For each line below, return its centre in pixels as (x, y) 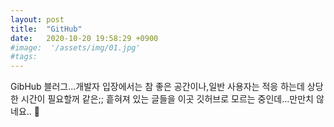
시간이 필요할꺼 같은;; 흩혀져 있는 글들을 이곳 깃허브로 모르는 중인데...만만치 (167, 99)
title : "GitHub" (46, 29)
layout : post (37, 19)
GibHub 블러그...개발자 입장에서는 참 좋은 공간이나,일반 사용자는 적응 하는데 (157, 87)
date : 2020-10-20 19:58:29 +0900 (84, 38)
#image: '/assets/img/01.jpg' (75, 47)
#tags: (24, 57)
